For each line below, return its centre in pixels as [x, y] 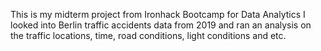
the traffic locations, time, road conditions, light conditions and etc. [148, 35]
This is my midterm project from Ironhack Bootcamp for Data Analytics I [158, 14]
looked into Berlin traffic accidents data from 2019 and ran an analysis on [161, 25]
